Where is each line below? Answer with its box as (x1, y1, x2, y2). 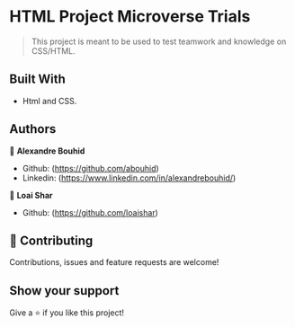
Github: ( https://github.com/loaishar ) (22, 207, 159, 217)
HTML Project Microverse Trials (9, 6, 251, 27)
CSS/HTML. (31, 45, 76, 56)
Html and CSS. (22, 95, 77, 106)
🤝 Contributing (9, 233, 94, 248)
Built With (9, 72, 66, 87)
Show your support (9, 283, 120, 298)
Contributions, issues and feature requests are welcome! (9, 257, 219, 268)
